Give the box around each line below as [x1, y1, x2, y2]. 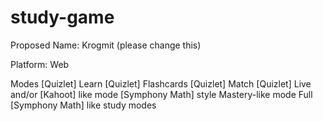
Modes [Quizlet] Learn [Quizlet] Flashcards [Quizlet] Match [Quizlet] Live [10, 77, 312, 90]
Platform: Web [10, 58, 70, 70]
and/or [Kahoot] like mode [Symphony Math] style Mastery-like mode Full [10, 88, 313, 100]
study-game [10, 6, 115, 29]
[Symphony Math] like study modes [10, 99, 157, 111]
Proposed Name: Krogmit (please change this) [10, 39, 202, 51]
